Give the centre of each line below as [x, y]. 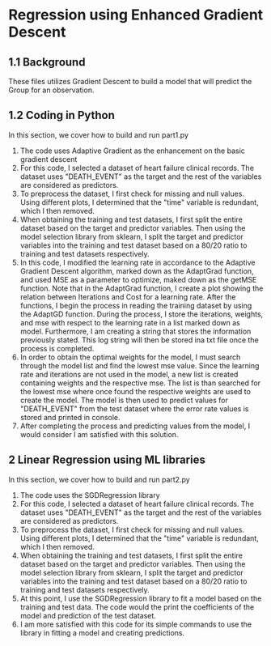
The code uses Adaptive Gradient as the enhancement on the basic [132, 151]
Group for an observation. [51, 90]
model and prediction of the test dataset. [88, 615]
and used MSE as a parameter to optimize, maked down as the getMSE [138, 279]
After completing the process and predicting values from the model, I [135, 426]
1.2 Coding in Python [62, 115]
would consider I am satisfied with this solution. [99, 434]
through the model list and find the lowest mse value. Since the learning [140, 365]
